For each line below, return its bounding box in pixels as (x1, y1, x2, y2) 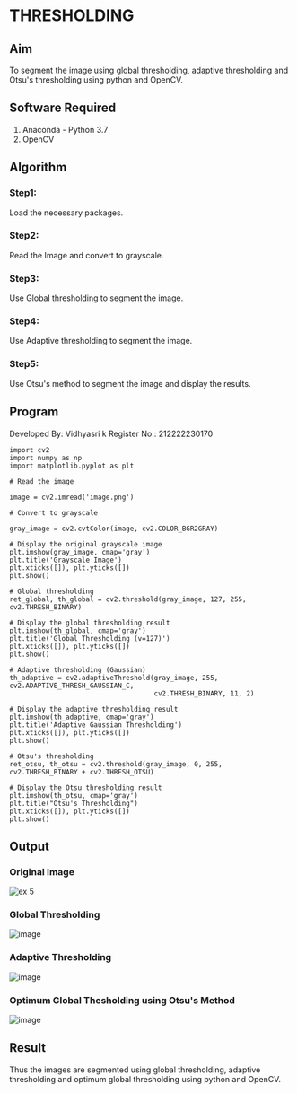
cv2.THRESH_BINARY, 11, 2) (153, 688, 255, 698)
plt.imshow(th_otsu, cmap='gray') (9, 791, 139, 800)
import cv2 (9, 445, 50, 454)
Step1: (9, 187, 38, 199)
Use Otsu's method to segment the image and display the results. (9, 378, 251, 389)
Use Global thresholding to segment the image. (9, 293, 184, 303)
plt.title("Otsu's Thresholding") (9, 799, 139, 808)
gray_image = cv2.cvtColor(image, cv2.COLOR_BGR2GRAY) (9, 524, 219, 533)
